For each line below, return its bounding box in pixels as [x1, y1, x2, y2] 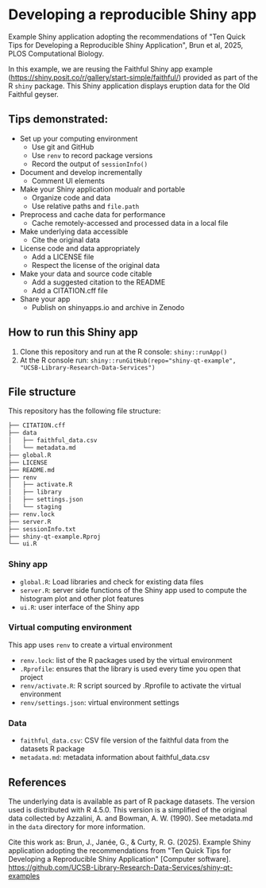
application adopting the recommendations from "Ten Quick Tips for [8, 845, 232, 855]
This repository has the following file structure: [8, 406, 161, 416]
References [8, 775, 67, 789]
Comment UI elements [31, 176, 106, 185]
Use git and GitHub [31, 142, 94, 152]
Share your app [19, 294, 71, 304]
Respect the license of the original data [31, 260, 160, 270]
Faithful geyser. [8, 89, 60, 99]
